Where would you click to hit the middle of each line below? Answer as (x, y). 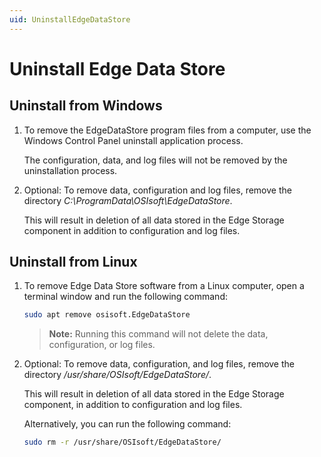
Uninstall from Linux (73, 262)
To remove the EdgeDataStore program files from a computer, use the (167, 130)
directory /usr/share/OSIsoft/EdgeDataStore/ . (117, 375)
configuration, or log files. (102, 345)
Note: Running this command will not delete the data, (158, 334)
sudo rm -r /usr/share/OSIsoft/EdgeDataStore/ (122, 442)
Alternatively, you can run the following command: (127, 424)
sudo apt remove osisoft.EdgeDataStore (107, 315)
